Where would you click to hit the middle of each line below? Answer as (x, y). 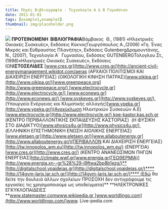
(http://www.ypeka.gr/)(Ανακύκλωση (44, 109)
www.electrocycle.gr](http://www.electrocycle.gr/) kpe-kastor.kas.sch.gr (83, 115)
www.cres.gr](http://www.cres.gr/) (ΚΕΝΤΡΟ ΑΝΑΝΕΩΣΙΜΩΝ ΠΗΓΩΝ (79, 152)
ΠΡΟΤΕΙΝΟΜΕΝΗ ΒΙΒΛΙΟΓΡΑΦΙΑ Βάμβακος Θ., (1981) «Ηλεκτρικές (82, 39)
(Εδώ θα (149, 174)
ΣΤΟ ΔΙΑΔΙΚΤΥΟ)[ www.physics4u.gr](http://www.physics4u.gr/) (73, 125)
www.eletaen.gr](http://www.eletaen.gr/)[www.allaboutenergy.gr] (75, 136)
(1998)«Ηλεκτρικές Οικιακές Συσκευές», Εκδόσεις (58, 61)
